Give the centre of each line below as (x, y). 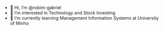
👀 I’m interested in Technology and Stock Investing (63, 13)
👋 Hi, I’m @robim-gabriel (36, 8)
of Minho (19, 23)
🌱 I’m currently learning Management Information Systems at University (84, 18)
